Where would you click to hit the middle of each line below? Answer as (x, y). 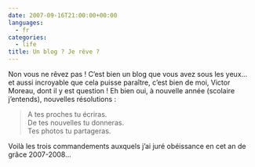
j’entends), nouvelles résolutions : (62, 99)
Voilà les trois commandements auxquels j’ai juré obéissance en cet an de (127, 146)
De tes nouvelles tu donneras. (75, 123)
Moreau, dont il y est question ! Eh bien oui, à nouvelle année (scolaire (122, 91)
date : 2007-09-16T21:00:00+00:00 (63, 15)
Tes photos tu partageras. (69, 131)
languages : (26, 23)
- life (26, 45)
